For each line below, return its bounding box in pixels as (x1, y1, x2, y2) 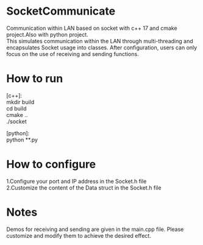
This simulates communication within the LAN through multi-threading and (6, 37, 193, 44)
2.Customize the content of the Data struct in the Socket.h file (6, 184, 162, 191)
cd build (6, 105, 27, 112)
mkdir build (6, 98, 35, 105)
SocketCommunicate (6, 4, 116, 18)
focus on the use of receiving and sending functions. (6, 50, 139, 57)
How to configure (6, 157, 96, 171)
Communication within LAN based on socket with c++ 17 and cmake (6, 24, 178, 32)
